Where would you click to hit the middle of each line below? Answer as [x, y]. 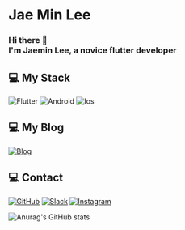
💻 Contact [36, 178]
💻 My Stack [40, 77]
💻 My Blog [36, 128]
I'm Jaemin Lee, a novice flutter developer [92, 50]
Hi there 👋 [28, 40]
